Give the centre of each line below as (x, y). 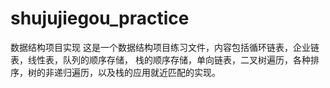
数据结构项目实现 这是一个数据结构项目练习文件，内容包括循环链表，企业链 (165, 47)
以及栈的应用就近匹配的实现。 (159, 72)
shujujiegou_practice (100, 18)
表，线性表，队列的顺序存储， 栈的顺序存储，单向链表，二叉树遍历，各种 (160, 59)
